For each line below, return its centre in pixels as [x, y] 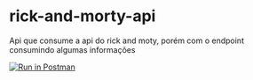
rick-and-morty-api [83, 16]
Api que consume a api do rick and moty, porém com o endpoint [126, 40]
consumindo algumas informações [72, 49]
